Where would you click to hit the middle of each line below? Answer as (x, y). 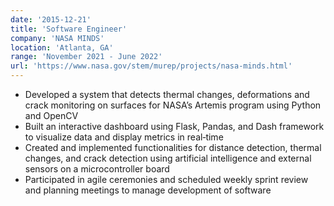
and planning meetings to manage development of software (148, 190)
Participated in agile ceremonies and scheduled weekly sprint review (166, 179)
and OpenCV (51, 115)
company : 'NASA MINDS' (57, 38)
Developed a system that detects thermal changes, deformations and (167, 94)
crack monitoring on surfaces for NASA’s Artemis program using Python (173, 105)
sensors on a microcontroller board (97, 169)
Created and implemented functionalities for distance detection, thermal (173, 147)
